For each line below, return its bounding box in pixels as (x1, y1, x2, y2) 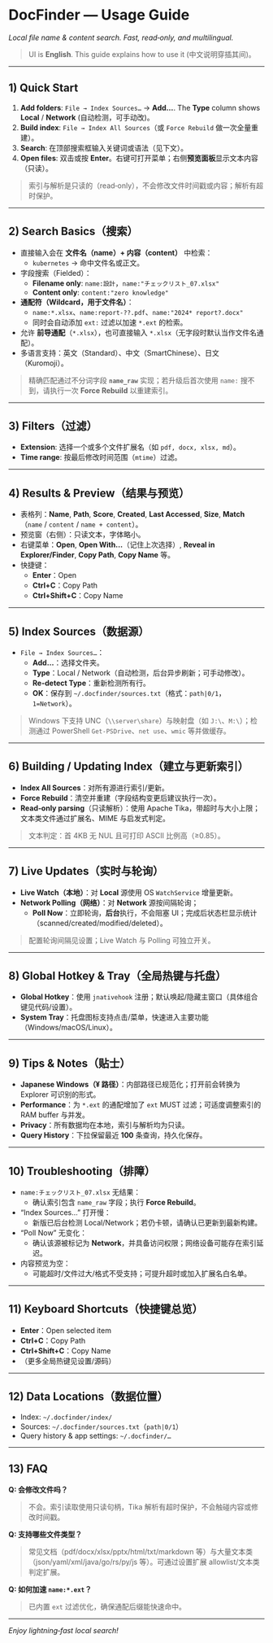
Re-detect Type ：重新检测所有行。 (32, 678, 150, 688)
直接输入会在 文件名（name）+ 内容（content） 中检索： (19, 247, 213, 257)
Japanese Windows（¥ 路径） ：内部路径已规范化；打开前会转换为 (19, 1080, 241, 1090)
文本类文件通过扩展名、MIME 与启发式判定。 (19, 813, 171, 823)
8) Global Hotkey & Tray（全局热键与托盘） (8, 969, 227, 983)
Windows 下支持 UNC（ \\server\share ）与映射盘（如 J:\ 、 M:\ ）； (28, 716, 251, 725)
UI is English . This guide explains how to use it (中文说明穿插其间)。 (28, 49, 256, 59)
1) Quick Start (8, 81, 79, 95)
